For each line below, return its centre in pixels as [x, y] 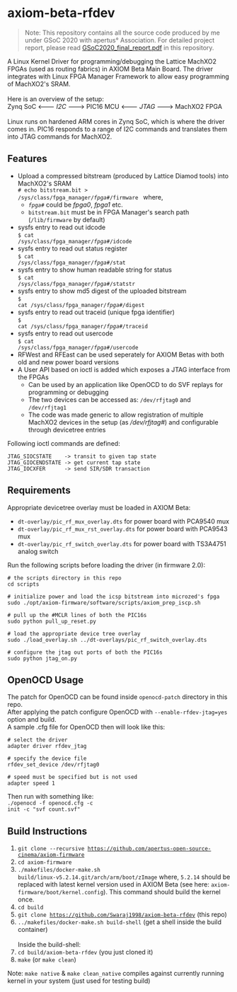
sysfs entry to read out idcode [62, 227]
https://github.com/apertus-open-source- [149, 849]
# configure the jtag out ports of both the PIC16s [85, 652]
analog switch [38, 551]
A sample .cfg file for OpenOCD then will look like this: [86, 727]
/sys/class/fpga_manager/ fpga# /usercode [78, 347]
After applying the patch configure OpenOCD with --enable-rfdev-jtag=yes [117, 712]
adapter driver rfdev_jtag [47, 746]
